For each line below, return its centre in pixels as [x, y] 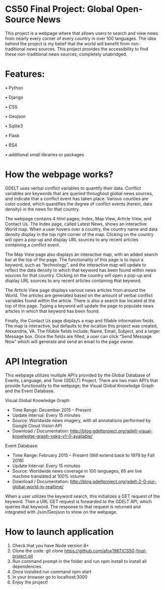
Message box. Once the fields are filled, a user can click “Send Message [79, 336]
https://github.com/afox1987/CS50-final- [106, 551]
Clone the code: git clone [38, 551]
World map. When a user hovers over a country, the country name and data [82, 229]
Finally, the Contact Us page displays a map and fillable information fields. [80, 320]
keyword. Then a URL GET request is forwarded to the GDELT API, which [79, 501]
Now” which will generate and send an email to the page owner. [69, 342]
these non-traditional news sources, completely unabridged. [66, 54]
